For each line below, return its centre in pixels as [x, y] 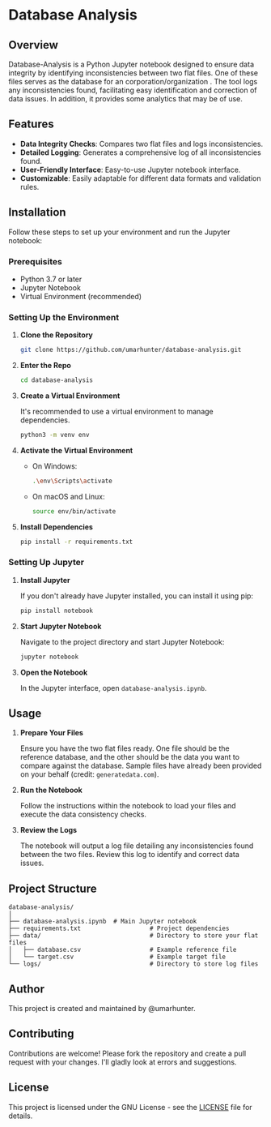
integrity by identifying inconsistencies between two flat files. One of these [133, 73]
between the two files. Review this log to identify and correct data [130, 855]
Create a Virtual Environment [70, 396]
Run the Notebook [51, 790]
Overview [34, 45]
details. [21, 1116]
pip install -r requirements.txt [76, 542]
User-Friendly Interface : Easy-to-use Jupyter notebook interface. [130, 169]
